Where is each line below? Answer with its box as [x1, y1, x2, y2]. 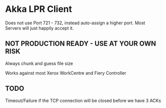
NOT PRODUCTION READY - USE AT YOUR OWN [5, 40, 156, 48]
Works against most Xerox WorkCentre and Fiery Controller [5, 70, 126, 76]
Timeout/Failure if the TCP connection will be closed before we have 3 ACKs [5, 98, 161, 104]
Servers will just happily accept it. [5, 25, 74, 31]
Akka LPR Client [5, 3, 72, 15]
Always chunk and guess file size [5, 60, 73, 66]
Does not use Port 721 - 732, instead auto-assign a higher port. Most [5, 20, 145, 26]
